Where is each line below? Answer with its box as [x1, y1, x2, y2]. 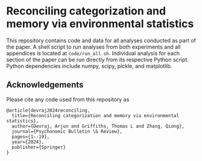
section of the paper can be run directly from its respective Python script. [6, 56, 189, 63]
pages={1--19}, [11, 133, 50, 139]
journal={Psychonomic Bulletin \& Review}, [11, 128, 122, 135]
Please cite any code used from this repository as [6, 96, 130, 103]
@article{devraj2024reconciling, [6, 107, 90, 114]
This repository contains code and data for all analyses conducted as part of [6, 37, 196, 44]
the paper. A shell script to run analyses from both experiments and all [6, 43, 181, 50]
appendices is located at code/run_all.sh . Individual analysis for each [6, 49, 180, 56]
